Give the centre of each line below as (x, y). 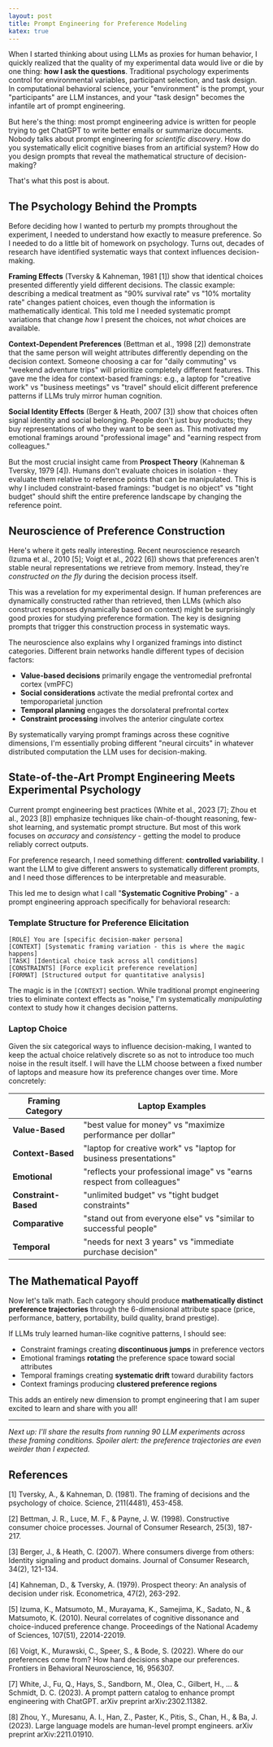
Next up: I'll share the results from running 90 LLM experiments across (127, 1432)
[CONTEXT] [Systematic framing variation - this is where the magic (127, 947)
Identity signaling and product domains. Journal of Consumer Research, (129, 1561)
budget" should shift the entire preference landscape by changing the (125, 496)
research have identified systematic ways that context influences (117, 252)
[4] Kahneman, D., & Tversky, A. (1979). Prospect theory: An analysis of (128, 1585)
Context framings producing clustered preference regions (119, 1384)
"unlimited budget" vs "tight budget (151, 1195)
